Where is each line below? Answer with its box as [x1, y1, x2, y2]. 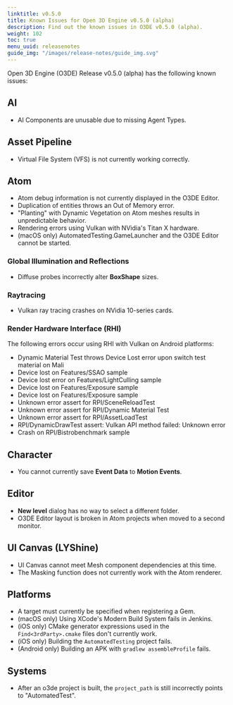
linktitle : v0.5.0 [7, 10, 61, 18]
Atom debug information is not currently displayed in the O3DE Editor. [17, 194, 220, 202]
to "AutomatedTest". [17, 692, 76, 700]
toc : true [7, 37, 37, 44]
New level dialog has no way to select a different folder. [17, 506, 180, 515]
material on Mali [17, 361, 65, 369]
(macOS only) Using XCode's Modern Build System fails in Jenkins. [17, 615, 213, 623]
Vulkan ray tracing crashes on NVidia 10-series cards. [17, 306, 174, 314]
